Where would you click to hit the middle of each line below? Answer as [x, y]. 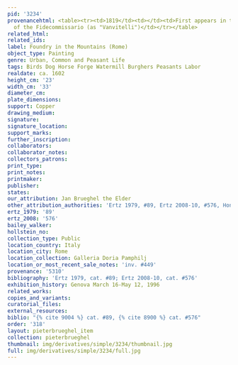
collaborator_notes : [38, 153]
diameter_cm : [27, 93]
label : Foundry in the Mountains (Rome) [68, 47]
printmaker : [25, 179]
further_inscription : [39, 139]
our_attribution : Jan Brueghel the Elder [69, 199]
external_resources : [38, 311]
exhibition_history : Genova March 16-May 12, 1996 [84, 285]
